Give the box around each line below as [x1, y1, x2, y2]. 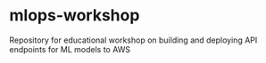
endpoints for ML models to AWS [9, 43, 131, 54]
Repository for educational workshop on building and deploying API [9, 35, 258, 45]
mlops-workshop [9, 5, 140, 26]
